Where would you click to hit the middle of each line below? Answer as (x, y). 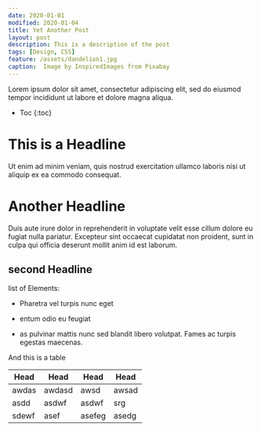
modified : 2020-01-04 (43, 23)
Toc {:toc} (36, 112)
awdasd (58, 390)
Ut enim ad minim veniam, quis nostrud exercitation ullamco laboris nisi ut (127, 166)
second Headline (50, 269)
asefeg (93, 416)
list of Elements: (34, 289)
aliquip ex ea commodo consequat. (65, 175)
